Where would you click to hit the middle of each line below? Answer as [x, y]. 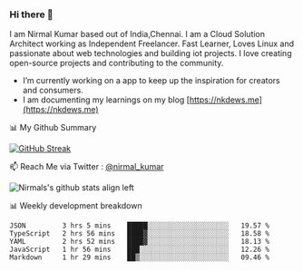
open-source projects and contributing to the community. [117, 63]
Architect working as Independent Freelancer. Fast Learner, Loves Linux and [152, 44]
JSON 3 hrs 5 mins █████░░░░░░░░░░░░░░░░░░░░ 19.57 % [140, 226]
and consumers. [53, 91]
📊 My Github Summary [53, 128]
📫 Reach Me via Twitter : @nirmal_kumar [87, 167]
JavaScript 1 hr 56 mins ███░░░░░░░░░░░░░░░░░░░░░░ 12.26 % [140, 250]
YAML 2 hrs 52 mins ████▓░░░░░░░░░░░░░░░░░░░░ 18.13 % [140, 242]
